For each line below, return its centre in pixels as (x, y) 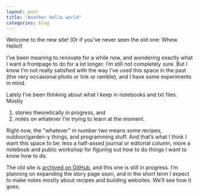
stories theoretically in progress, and (60, 113)
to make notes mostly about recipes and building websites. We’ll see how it (99, 180)
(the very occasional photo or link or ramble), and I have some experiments (99, 77)
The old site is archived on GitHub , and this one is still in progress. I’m (92, 167)
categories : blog (28, 23)
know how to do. (27, 156)
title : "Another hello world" (44, 17)
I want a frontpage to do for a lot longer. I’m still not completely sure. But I (97, 64)
